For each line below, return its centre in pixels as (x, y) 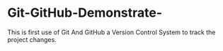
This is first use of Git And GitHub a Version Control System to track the (111, 32)
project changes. (32, 39)
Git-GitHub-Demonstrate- (85, 13)
